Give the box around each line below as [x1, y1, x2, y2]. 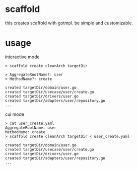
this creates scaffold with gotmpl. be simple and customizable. [5, 20, 133, 26]
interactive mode [5, 54, 40, 60]
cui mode [5, 111, 24, 117]
